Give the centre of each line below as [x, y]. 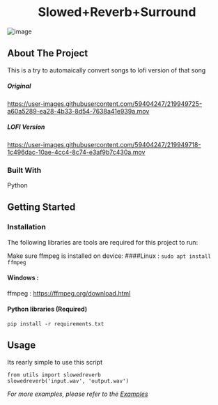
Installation [27, 227]
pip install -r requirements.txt [56, 324]
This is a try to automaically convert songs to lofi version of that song [107, 70]
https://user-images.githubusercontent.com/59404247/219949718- [104, 144]
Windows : [23, 278]
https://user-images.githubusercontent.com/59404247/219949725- [105, 104]
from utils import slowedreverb [54, 375]
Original [19, 86]
